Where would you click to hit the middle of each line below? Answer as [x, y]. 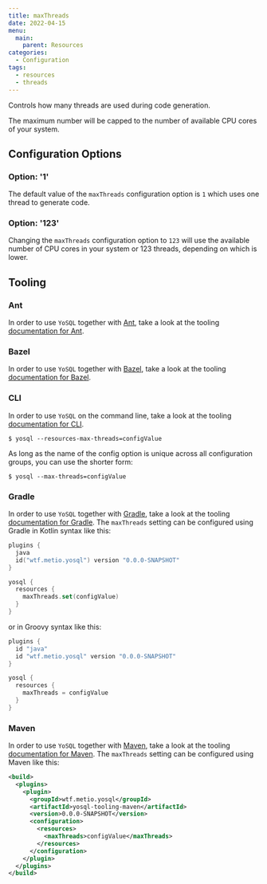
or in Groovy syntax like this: [55, 627]
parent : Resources [53, 45]
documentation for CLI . [46, 424]
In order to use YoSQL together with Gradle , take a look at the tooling [119, 514]
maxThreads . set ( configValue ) [71, 597]
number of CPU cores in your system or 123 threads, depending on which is [133, 249]
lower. [18, 257]
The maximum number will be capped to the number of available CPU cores [133, 120]
